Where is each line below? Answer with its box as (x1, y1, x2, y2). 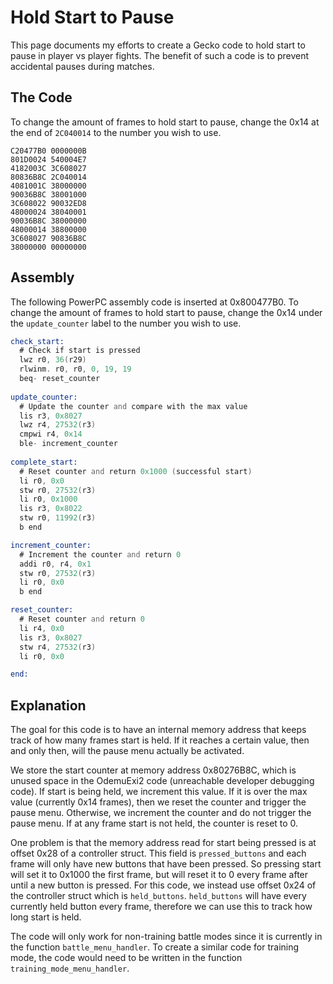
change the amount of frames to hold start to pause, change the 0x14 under (10, 306, 323, 318)
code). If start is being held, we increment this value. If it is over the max (10, 786, 308, 798)
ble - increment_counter (19, 439, 118, 449)
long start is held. (10, 911, 82, 923)
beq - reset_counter (19, 374, 101, 384)
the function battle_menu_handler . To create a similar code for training (10, 941, 300, 953)
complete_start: (10, 457, 78, 467)
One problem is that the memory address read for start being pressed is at (10, 837, 317, 849)
